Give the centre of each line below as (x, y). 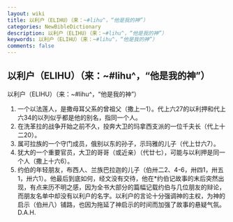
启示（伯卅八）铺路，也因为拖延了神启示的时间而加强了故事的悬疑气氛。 (121, 204)
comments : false (31, 46)
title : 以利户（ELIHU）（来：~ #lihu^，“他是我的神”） (78, 20)
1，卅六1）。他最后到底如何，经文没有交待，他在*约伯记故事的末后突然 (118, 178)
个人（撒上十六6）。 (45, 161)
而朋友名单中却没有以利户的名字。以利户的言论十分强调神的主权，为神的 (121, 196)
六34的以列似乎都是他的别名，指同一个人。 (79, 117)
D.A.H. (27, 212)
